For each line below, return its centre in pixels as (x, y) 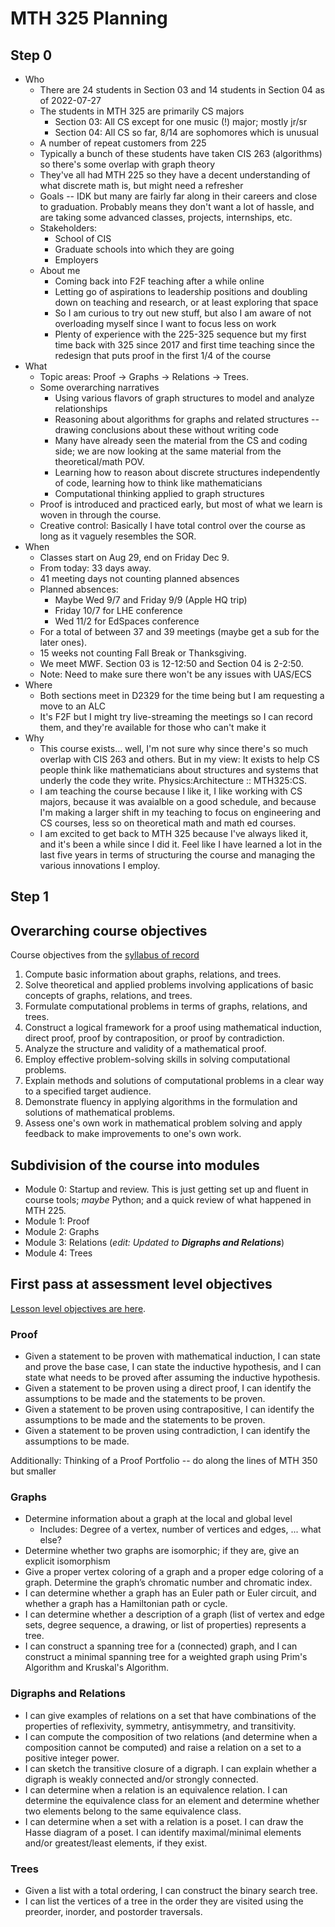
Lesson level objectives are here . (78, 1308)
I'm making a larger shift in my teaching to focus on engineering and (180, 812)
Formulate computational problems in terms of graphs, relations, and (166, 1006)
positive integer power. (72, 1758)
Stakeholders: (68, 228)
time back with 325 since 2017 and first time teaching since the (185, 345)
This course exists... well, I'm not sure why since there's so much (174, 748)
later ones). (63, 642)
